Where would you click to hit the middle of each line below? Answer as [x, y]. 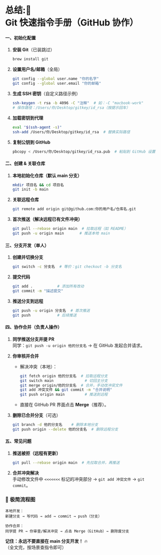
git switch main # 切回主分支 [64, 380]
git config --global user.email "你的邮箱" [57, 84]
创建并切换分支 [28, 257]
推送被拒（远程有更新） [36, 453]
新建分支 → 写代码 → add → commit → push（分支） [54, 517]
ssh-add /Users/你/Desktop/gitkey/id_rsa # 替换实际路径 [71, 132]
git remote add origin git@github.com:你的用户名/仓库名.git [74, 209]
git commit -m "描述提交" [38, 291]
